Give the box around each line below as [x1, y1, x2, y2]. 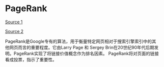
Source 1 [5, 19, 23, 25]
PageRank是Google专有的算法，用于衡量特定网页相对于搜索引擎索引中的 [5, 38, 152, 44]
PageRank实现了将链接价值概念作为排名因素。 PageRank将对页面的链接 [13, 50, 159, 56]
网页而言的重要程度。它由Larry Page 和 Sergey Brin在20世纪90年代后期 [9, 44, 155, 50]
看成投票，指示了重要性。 [5, 56, 57, 62]
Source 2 [5, 28, 24, 34]
